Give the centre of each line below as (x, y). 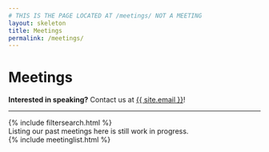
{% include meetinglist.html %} (60, 140)
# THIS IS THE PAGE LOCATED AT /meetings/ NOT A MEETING (105, 16)
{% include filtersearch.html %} (60, 123)
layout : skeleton (37, 23)
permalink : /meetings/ (46, 38)
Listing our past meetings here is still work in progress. (98, 131)
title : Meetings (35, 30)
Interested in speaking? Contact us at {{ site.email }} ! (97, 100)
